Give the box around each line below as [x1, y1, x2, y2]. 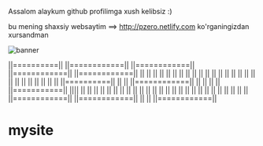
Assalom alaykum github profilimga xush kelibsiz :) [8, 7, 172, 16]
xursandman [8, 31, 49, 39]
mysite [8, 122, 54, 140]
